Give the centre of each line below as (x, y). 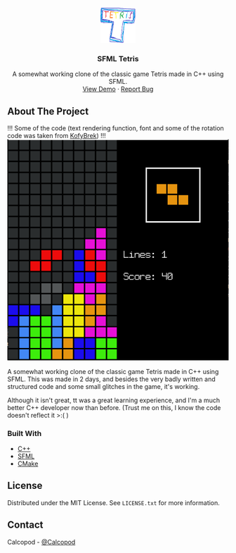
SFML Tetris (118, 58)
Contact (25, 525)
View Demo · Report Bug (118, 89)
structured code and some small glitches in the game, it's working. (104, 386)
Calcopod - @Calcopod (41, 542)
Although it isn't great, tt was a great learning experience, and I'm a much (113, 400)
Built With (25, 433)
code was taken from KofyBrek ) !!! (57, 136)
